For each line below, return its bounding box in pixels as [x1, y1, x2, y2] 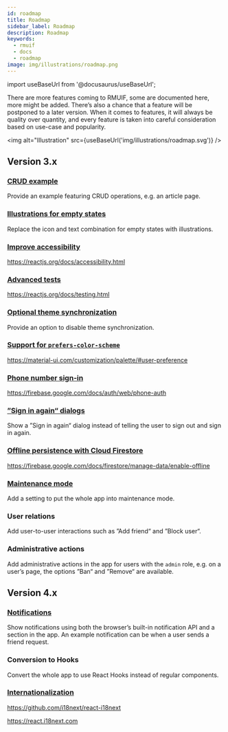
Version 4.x [7, 587, 58, 599]
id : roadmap [7, 10, 41, 17]
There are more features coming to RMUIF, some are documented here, [7, 93, 209, 102]
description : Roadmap [7, 29, 69, 36]
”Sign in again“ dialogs [7, 406, 85, 416]
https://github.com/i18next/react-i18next [7, 703, 122, 711]
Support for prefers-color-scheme [7, 340, 120, 350]
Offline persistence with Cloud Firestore [7, 446, 144, 456]
